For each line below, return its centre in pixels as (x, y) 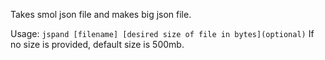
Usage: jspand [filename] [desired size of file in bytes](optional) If (162, 33)
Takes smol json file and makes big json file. (101, 14)
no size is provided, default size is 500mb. (97, 44)
